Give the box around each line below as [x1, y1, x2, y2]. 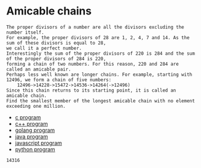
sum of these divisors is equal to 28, [6, 40, 107, 46]
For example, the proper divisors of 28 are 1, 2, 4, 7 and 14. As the [6, 34, 190, 40]
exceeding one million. [6, 103, 66, 109]
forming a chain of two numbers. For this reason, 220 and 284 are [6, 61, 179, 67]
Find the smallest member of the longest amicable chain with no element [6, 98, 196, 104]
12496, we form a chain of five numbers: [6, 76, 112, 82]
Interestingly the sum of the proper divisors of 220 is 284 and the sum [6, 50, 196, 57]
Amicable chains [6, 4, 92, 18]
